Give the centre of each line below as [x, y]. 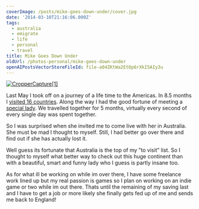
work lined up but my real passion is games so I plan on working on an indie [99, 181]
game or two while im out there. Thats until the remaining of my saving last [97, 187]
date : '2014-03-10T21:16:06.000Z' [49, 17]
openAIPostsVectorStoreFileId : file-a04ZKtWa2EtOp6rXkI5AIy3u [85, 67]
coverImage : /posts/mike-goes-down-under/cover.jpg [71, 12]
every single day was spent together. [51, 114]
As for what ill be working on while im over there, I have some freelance [94, 174]
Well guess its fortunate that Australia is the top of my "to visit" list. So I [93, 150]
